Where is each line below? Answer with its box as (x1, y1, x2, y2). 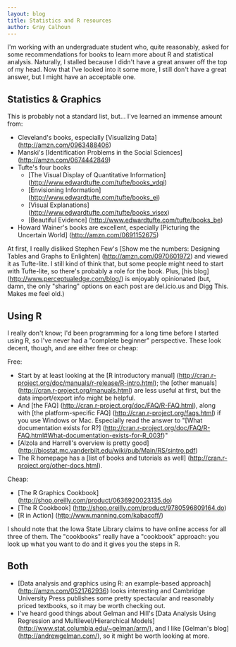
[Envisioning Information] (27, 186, 101, 194)
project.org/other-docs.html (17, 461, 99, 470)
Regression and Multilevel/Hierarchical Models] (17, 616, 155, 625)
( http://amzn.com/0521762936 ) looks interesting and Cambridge (17, 586, 206, 595)
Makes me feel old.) (7, 290, 65, 298)
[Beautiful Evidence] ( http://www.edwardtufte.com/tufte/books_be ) (27, 216, 223, 225)
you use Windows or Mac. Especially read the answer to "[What (17, 416, 203, 425)
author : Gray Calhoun (7, 23, 71, 30)
